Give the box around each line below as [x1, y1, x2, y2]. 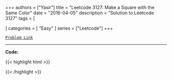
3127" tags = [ [5, 15, 35, 21]
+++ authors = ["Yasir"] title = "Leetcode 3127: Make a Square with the [5, 5, 155, 10]
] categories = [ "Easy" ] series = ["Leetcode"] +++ [5, 25, 114, 31]
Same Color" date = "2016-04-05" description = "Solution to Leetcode [5, 10, 155, 16]
